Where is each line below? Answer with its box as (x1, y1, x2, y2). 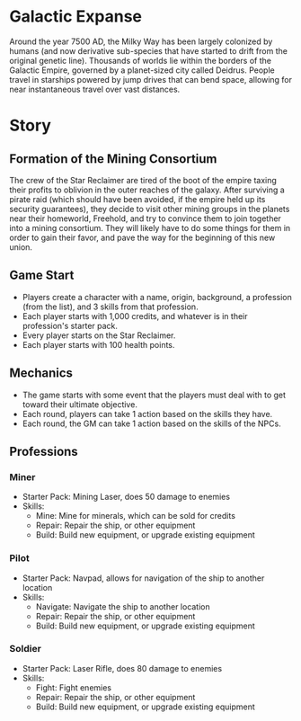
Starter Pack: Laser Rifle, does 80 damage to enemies (22, 663, 223, 673)
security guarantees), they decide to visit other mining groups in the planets (9, 203, 290, 214)
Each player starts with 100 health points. (22, 339, 175, 350)
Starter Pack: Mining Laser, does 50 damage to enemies (22, 492, 231, 503)
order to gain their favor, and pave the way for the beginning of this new (9, 232, 276, 243)
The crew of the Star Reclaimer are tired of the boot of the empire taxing (9, 174, 277, 185)
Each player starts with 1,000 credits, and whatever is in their (22, 310, 248, 321)
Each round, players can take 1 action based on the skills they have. (22, 408, 273, 419)
